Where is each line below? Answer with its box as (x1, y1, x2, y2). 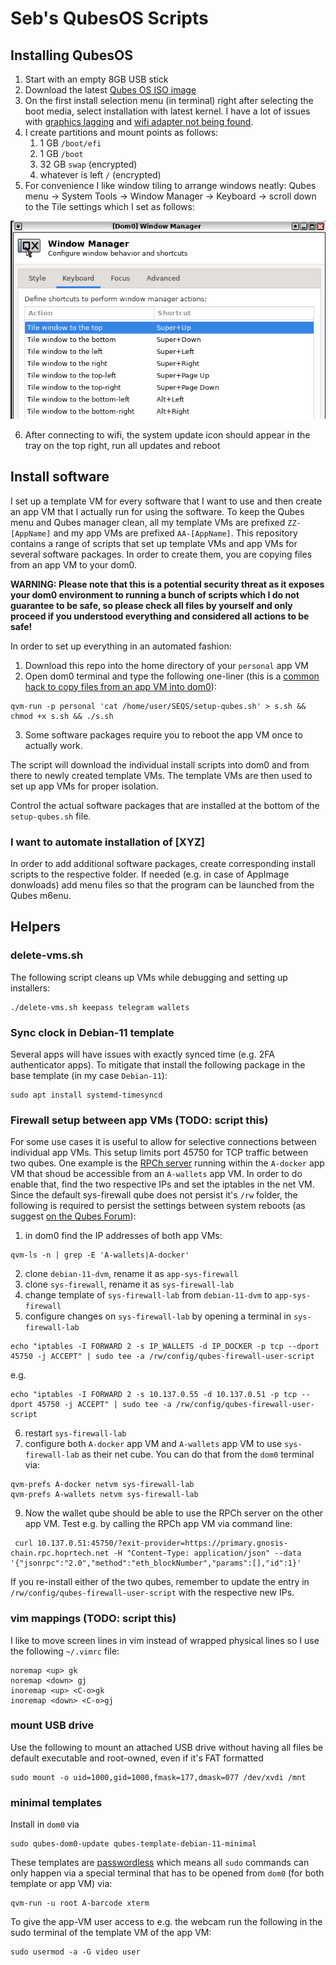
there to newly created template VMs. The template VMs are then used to (10, 769, 313, 781)
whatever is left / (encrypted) (39, 169, 162, 181)
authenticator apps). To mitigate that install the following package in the (10, 1058, 306, 1071)
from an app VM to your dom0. (10, 558, 138, 571)
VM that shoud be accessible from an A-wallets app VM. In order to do (10, 1168, 303, 1180)
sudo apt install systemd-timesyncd (10, 1090, 163, 1100)
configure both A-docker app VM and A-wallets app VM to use (24, 1438, 283, 1450)
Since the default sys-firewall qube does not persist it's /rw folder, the (10, 1189, 298, 1201)
